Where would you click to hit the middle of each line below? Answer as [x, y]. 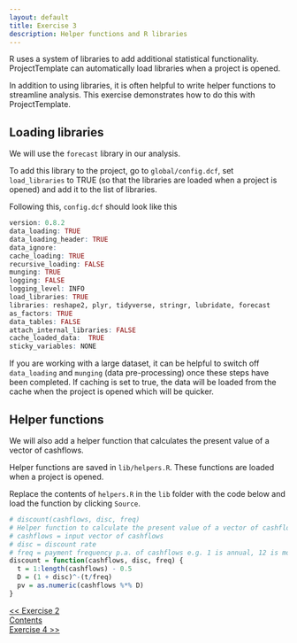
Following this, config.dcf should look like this [93, 207]
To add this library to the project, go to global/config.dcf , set [122, 171]
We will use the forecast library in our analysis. [95, 154]
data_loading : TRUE [45, 231]
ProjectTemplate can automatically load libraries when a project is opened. [145, 68]
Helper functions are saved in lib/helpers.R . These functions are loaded [142, 467]
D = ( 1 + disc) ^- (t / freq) [65, 577]
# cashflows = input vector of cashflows [87, 536]
